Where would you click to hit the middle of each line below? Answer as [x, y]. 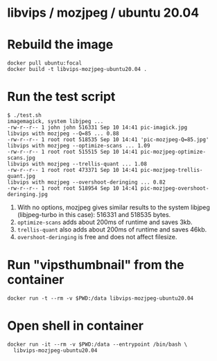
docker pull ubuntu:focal [44, 63]
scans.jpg [21, 158]
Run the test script [61, 97]
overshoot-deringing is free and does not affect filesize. [97, 237]
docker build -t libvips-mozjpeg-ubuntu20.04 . [77, 70]
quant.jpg [21, 176]
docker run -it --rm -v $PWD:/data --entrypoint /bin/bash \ [97, 344]
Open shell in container [76, 326]
